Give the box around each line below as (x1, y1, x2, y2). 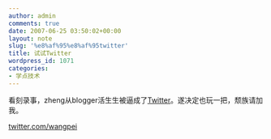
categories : (8, 65, 49, 73)
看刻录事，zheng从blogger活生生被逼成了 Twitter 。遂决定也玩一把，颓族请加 (8, 95, 264, 105)
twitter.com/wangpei (8, 121, 78, 131)
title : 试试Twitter (8, 49, 72, 57)
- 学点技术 (8, 72, 41, 80)
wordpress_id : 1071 (8, 57, 75, 65)
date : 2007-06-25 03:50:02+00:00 (8, 27, 122, 35)
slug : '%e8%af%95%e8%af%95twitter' (8, 42, 129, 50)
